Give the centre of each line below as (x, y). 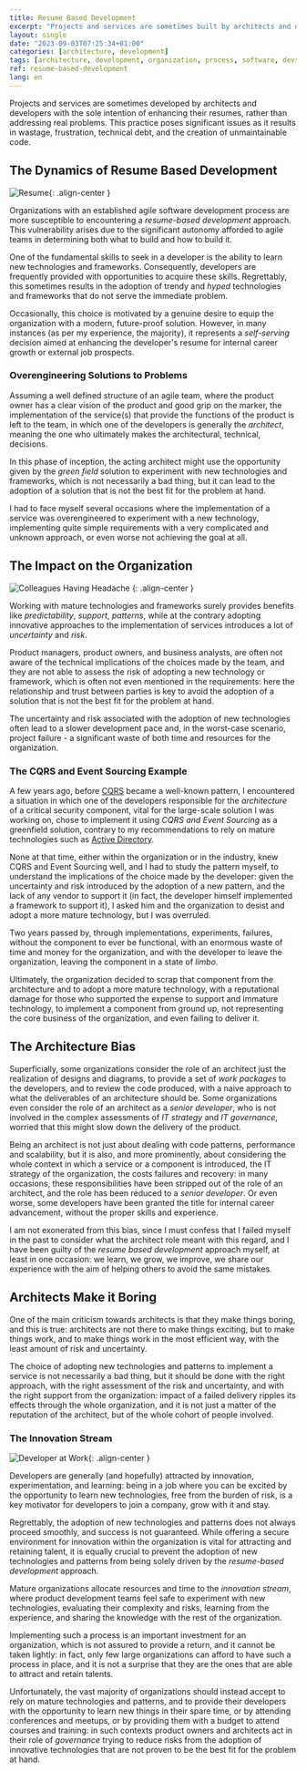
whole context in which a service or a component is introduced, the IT (141, 1164)
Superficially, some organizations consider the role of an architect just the (148, 1068)
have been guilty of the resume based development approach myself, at (144, 1249)
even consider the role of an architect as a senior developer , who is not (143, 1107)
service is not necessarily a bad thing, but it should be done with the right (147, 1375)
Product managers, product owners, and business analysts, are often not (146, 652)
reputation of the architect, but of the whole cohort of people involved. (142, 1415)
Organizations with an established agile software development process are (149, 210)
